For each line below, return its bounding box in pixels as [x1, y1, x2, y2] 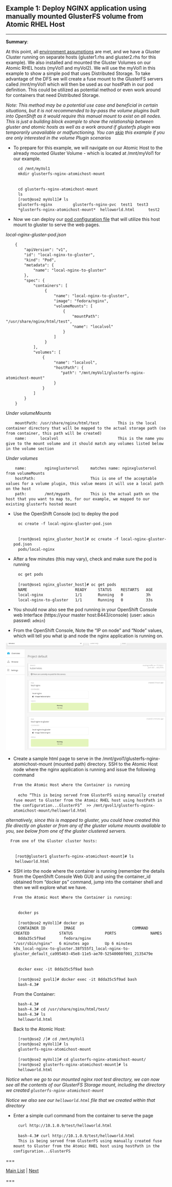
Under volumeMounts [6, 410, 52, 416]
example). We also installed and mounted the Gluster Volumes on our [6, 59, 151, 66]
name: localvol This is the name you [15, 436, 164, 441]
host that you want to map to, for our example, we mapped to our [6, 496, 150, 501]
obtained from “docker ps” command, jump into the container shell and [13, 879, 163, 885]
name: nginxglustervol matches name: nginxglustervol [15, 466, 157, 471]
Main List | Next [6, 1168, 39, 1174]
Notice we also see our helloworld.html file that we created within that [6, 1097, 155, 1103]
